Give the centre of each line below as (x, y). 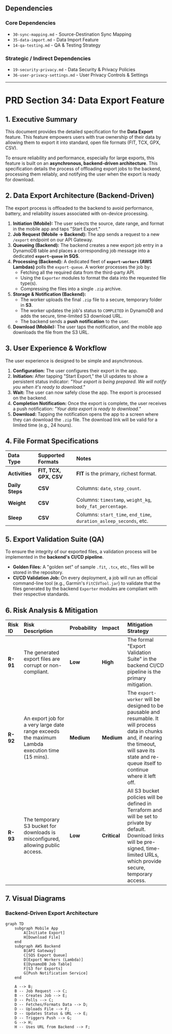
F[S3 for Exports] (43, 968)
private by (139, 823)
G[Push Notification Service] (56, 973)
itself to (153, 764)
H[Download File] (42, 937)
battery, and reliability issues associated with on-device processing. (77, 213)
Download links (146, 836)
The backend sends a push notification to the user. (75, 321)
